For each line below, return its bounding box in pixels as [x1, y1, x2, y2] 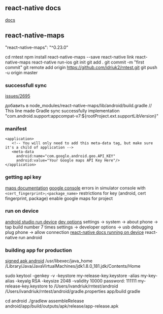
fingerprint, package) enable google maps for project [5, 195, 113, 201]
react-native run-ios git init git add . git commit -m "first [32, 59, 144, 65]
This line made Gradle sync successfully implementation [5, 108, 120, 114]
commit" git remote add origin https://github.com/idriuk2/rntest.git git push [5, 64, 158, 70]
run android [18, 234, 42, 240]
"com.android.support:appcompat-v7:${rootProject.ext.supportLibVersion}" [5, 113, 159, 119]
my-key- [140, 273, 158, 279]
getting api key [5, 174, 42, 181]
